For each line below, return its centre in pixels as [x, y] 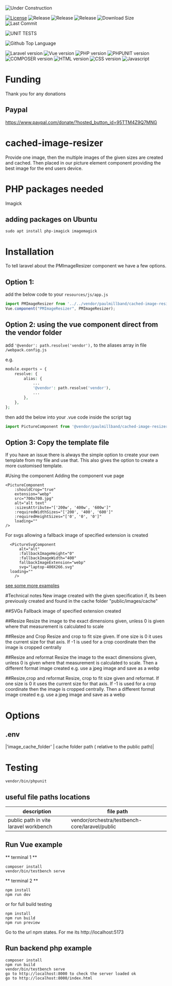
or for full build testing [29, 904]
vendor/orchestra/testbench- [106, 820]
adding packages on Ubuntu [51, 219]
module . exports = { [26, 369]
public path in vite [29, 820]
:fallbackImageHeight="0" [46, 554]
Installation [30, 252]
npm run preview [23, 922]
